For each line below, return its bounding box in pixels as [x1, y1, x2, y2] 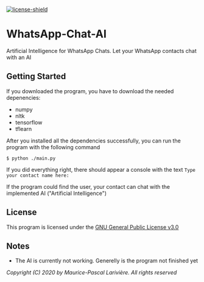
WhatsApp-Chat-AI [6, 27, 107, 41]
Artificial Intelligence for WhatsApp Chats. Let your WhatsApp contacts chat [6, 47, 197, 54]
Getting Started [6, 71, 66, 82]
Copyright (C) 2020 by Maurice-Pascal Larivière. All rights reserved [6, 269, 177, 277]
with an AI [6, 54, 32, 61]
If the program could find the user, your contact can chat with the [6, 183, 171, 190]
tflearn [15, 125, 32, 132]
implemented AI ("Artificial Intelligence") [6, 189, 107, 197]
